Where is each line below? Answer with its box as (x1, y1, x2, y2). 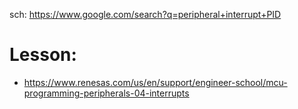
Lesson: (9, 44, 77, 66)
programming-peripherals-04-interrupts (23, 87, 190, 99)
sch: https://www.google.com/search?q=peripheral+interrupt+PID (9, 9, 282, 20)
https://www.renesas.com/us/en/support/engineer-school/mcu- (23, 76, 288, 88)
